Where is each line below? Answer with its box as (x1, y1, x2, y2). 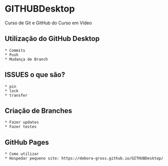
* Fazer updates (5, 120, 39, 125)
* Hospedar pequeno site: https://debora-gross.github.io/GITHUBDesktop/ (5, 156, 164, 161)
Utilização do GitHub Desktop (5, 34, 100, 43)
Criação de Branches (5, 106, 72, 115)
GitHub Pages (5, 138, 49, 147)
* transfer (5, 93, 28, 98)
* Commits (5, 48, 26, 53)
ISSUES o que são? (5, 70, 65, 79)
